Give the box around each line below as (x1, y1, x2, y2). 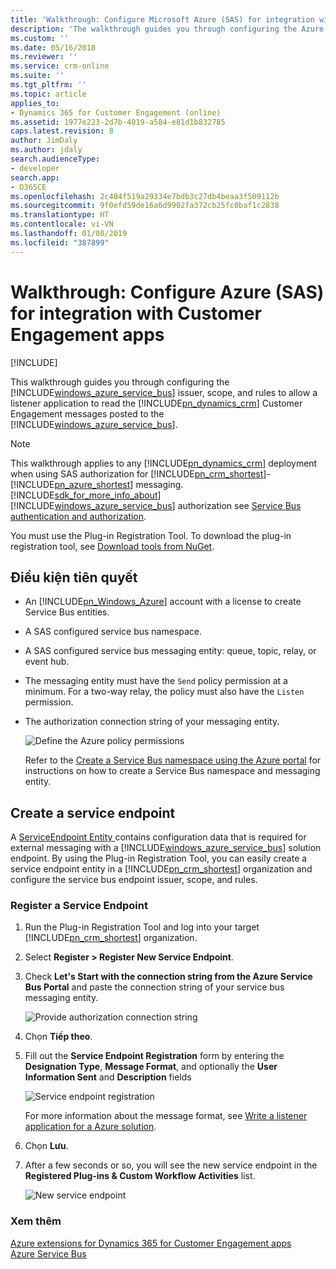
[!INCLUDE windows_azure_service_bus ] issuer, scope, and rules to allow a (10, 386, 318, 398)
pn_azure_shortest (54, 478, 131, 490)
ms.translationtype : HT (10, 210, 110, 220)
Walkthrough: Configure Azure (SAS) (10, 281, 325, 303)
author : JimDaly (10, 136, 78, 146)
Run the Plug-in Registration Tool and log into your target (24, 921, 260, 933)
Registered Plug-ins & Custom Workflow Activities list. (24, 1170, 256, 1182)
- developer (10, 163, 60, 173)
